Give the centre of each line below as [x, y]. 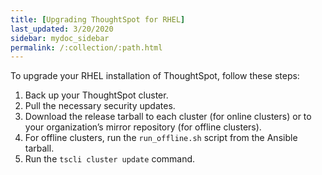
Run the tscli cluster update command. [110, 159]
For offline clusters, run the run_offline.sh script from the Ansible [161, 138]
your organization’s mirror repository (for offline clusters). [143, 127]
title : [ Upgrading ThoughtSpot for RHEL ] [98, 19]
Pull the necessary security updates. [100, 106]
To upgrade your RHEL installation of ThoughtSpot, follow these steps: [155, 76]
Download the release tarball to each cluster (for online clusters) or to [168, 117]
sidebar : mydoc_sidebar [60, 38]
